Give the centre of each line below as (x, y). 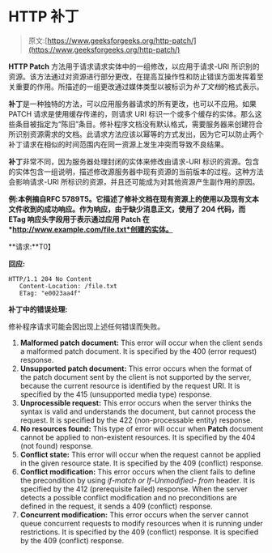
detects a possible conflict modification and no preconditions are (128, 497)
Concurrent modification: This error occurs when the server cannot (134, 514)
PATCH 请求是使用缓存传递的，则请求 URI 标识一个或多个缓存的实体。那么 (132, 113)
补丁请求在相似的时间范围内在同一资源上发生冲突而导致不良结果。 (118, 144)
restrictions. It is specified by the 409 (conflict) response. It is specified (139, 532)
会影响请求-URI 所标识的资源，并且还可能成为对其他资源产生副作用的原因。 (134, 181)
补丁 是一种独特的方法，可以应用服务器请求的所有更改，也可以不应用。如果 (132, 104)
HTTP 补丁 (44, 17)
